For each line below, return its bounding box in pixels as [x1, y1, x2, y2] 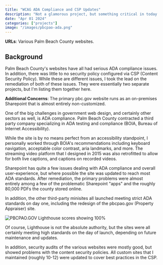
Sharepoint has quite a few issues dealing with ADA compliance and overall [5, 165, 156, 171]
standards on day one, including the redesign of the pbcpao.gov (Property [5, 200, 154, 206]
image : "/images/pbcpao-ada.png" [5, 25, 73, 30]
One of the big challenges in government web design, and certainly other [5, 110, 151, 116]
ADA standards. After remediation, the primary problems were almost [5, 176, 143, 181]
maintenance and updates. [5, 234, 58, 241]
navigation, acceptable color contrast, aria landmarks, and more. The [5, 145, 143, 151]
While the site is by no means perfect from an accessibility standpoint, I [5, 135, 148, 141]
